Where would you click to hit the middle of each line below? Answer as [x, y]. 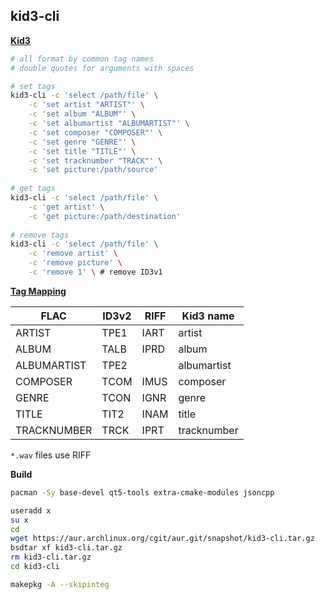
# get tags [33, 189]
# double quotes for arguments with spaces [102, 68]
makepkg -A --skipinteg [60, 584]
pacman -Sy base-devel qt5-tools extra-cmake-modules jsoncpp [142, 492]
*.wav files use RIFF [51, 455]
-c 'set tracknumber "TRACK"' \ [95, 160]
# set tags [33, 86]
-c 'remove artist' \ [73, 254]
